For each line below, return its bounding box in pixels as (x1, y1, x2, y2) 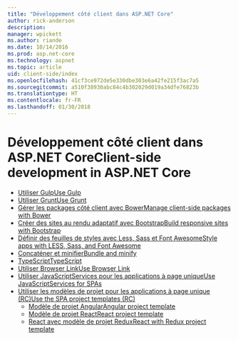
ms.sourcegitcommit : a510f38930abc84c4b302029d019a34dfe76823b (7, 84, 200, 91)
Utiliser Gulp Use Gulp (17, 188, 82, 196)
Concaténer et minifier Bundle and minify (17, 249, 137, 257)
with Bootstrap (17, 226, 61, 234)
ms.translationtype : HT (7, 90, 78, 97)
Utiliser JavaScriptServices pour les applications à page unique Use (17, 271, 216, 280)
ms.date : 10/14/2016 (7, 44, 69, 51)
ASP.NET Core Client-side (7, 149, 162, 166)
